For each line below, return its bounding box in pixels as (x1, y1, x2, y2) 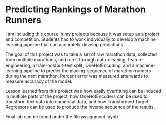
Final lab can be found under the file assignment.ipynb (5, 113, 118, 119)
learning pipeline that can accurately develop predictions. (5, 41, 125, 47)
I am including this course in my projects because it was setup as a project (5, 31, 160, 37)
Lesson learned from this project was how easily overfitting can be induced (5, 88, 161, 94)
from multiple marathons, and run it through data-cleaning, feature (5, 56, 143, 62)
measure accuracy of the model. (5, 78, 73, 84)
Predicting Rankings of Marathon (5, 4, 146, 15)
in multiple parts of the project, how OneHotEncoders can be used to (5, 93, 148, 99)
